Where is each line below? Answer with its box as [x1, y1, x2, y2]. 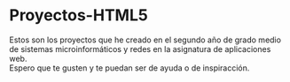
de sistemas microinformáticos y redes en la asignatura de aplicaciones [9, 43, 271, 54]
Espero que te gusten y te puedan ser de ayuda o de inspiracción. [9, 63, 250, 73]
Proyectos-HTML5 [9, 5, 148, 26]
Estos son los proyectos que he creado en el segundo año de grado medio [9, 34, 282, 45]
